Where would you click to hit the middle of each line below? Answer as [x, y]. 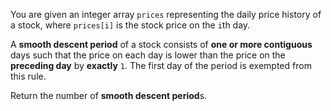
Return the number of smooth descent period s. [109, 95]
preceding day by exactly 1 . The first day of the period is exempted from [161, 65]
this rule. [28, 76]
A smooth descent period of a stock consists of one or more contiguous [161, 44]
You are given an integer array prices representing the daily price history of [166, 14]
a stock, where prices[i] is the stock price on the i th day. [130, 25]
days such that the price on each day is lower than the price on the [148, 55]
